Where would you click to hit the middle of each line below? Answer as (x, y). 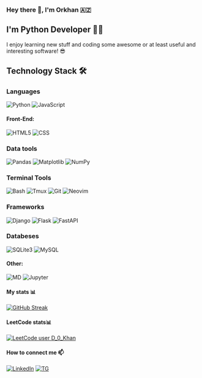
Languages (24, 91)
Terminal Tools (29, 177)
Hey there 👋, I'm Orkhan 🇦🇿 (49, 10)
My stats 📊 (21, 291)
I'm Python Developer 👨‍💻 (55, 30)
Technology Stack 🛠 (47, 71)
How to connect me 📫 (35, 353)
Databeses (23, 236)
